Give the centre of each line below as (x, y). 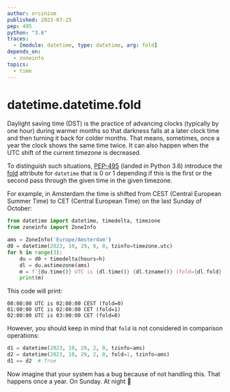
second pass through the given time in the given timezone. (90, 181)
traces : (18, 39)
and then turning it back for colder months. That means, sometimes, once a (114, 138)
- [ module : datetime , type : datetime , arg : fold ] (85, 45)
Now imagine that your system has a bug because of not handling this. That (114, 373)
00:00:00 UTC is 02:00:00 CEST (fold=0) (66, 304)
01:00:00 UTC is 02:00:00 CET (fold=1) (64, 310)
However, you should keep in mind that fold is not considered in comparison (115, 328)
